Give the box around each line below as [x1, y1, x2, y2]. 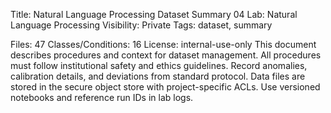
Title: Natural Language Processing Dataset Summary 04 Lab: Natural [10, 9, 298, 20]
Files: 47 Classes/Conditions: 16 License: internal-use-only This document [10, 39, 317, 50]
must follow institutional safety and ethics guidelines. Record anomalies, [10, 60, 308, 71]
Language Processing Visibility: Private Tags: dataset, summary [10, 19, 273, 31]
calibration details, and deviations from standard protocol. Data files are [10, 70, 306, 82]
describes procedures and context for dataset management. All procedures [10, 49, 322, 61]
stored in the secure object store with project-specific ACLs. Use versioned [10, 81, 321, 93]
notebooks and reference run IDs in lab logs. [10, 92, 194, 103]
